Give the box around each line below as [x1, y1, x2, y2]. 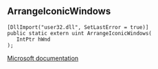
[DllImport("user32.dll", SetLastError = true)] [7, 23, 149, 30]
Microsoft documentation [7, 54, 79, 62]
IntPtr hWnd [16, 36, 51, 43]
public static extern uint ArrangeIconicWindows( [7, 30, 153, 37]
